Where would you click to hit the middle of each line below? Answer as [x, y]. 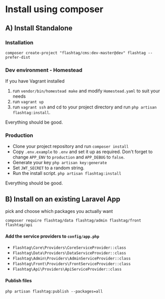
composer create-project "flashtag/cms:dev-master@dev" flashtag [75, 53]
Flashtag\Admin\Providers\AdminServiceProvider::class [72, 259]
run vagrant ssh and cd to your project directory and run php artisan [85, 107]
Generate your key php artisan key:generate [60, 163]
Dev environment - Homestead [44, 70]
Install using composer [54, 9]
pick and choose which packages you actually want [59, 211]
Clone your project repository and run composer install [71, 146]
